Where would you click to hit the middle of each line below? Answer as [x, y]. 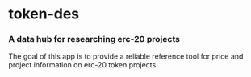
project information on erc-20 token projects [82, 65]
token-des [44, 14]
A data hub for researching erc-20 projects [94, 39]
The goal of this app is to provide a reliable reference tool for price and [126, 56]
